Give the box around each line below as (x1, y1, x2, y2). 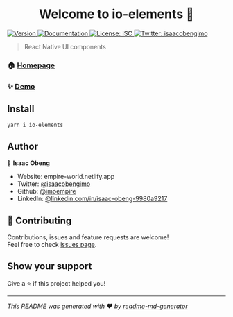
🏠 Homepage (7, 60, 55, 70)
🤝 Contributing (7, 214, 72, 226)
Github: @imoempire (17, 187, 76, 196)
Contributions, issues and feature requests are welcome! (7, 233, 169, 241)
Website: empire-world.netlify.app (17, 173, 115, 181)
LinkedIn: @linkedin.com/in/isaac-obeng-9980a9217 (17, 194, 168, 203)
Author (7, 140, 38, 152)
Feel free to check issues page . (7, 241, 97, 249)
